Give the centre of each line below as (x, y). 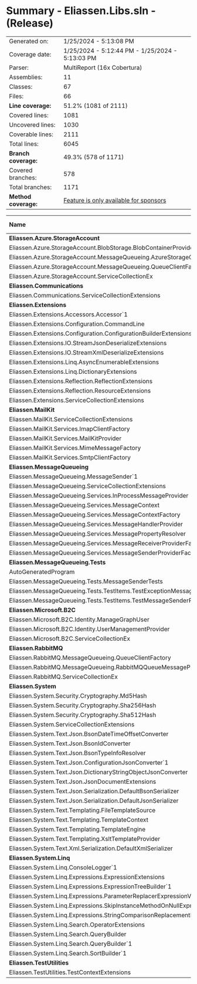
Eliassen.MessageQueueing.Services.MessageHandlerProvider (96, 524)
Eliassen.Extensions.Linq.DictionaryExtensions (73, 371)
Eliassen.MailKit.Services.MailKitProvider (65, 438)
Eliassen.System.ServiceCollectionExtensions (72, 724)
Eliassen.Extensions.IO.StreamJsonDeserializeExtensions (88, 343)
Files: (16, 96)
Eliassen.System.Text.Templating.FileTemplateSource (82, 810)
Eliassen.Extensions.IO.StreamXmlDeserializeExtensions (86, 352)
